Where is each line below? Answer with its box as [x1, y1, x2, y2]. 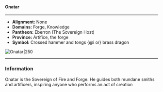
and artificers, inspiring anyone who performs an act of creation [5, 81, 133, 87]
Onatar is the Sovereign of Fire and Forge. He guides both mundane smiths [5, 76, 155, 82]
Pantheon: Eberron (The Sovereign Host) [12, 29, 95, 35]
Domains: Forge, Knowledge [12, 24, 70, 30]
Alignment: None [12, 19, 48, 25]
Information [5, 66, 33, 72]
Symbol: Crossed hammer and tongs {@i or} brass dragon [12, 39, 130, 45]
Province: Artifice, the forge [12, 34, 69, 40]
